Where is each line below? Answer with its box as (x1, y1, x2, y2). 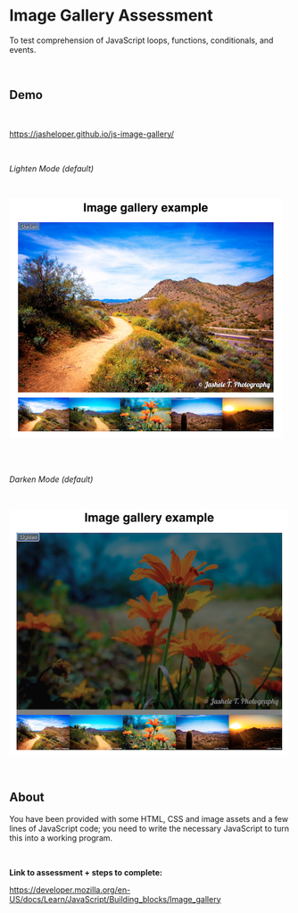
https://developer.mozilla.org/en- (9, 884, 131, 895)
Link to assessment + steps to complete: (9, 867, 163, 877)
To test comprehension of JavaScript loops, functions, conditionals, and (9, 35, 274, 46)
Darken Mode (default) (9, 474, 94, 485)
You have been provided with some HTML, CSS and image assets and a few (9, 813, 288, 824)
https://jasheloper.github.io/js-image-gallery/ (9, 129, 175, 139)
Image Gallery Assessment (9, 5, 214, 26)
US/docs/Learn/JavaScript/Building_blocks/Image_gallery (9, 893, 221, 904)
